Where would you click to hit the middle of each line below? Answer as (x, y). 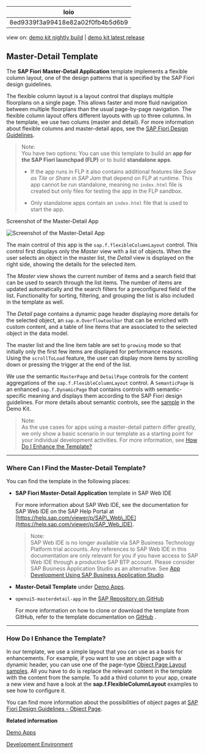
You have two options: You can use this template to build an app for (106, 153)
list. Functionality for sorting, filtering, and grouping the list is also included (100, 295)
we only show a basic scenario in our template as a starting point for (107, 433)
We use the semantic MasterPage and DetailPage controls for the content (97, 376)
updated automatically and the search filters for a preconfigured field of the (101, 289)
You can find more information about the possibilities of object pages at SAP (102, 702)
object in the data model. (38, 333)
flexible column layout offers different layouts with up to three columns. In (99, 115)
